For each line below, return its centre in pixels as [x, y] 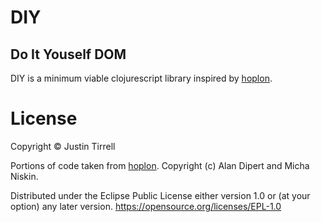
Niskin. [24, 176]
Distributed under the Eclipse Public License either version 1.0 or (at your [160, 195]
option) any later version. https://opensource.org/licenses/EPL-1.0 [146, 206]
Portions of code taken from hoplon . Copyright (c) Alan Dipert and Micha [160, 165]
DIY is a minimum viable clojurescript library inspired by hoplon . [141, 78]
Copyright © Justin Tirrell [63, 146]
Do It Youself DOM [68, 54]
